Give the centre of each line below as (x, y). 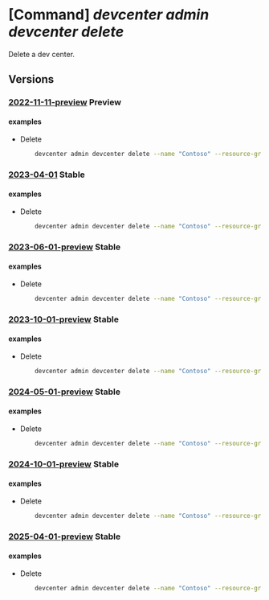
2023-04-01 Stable (47, 175)
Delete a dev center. (41, 54)
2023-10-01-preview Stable (63, 319)
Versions (31, 79)
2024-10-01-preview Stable (63, 464)
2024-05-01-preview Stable (65, 392)
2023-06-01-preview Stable (65, 247)
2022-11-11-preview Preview (65, 102)
